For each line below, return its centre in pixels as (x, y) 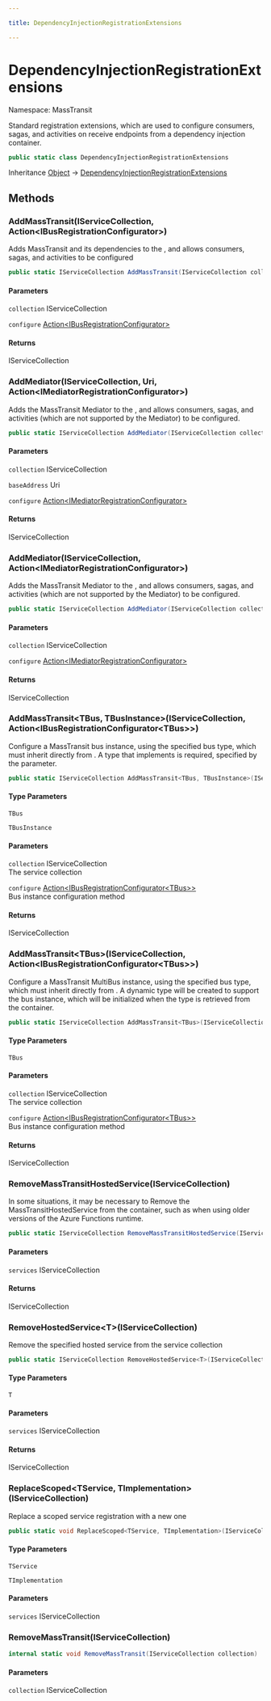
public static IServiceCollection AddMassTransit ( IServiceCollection (128, 273)
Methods (31, 198)
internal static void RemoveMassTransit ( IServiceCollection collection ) (133, 1654)
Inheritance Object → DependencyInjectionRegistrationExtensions (118, 173)
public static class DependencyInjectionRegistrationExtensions (119, 157)
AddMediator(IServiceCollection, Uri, (83, 382)
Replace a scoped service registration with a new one (98, 1516)
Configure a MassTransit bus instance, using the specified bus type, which (132, 746)
